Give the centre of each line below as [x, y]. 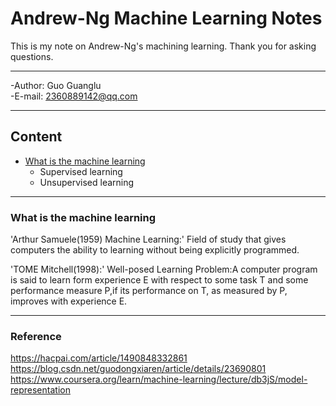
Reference [36, 336]
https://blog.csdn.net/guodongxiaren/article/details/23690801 [138, 369]
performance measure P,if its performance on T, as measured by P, [149, 291]
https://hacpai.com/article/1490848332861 [99, 358]
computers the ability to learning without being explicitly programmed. [155, 250]
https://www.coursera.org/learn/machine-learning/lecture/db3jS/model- [159, 379]
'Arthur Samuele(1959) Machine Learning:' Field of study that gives [148, 239]
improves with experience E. [69, 301]
